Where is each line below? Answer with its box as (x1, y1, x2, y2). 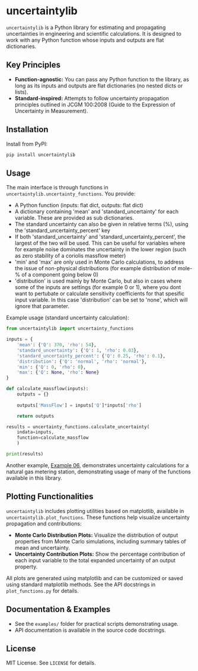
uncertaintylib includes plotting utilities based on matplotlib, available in (6, 507, 184, 514)
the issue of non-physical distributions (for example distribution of (14, 265, 177, 272)
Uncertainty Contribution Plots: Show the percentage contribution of (14, 550, 186, 558)
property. (14, 563, 38, 570)
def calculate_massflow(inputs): (6, 386, 89, 392)
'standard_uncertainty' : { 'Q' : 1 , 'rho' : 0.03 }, (17, 347, 139, 353)
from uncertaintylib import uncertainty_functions (6, 325, 134, 332)
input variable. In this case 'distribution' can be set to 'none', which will (14, 296, 188, 303)
